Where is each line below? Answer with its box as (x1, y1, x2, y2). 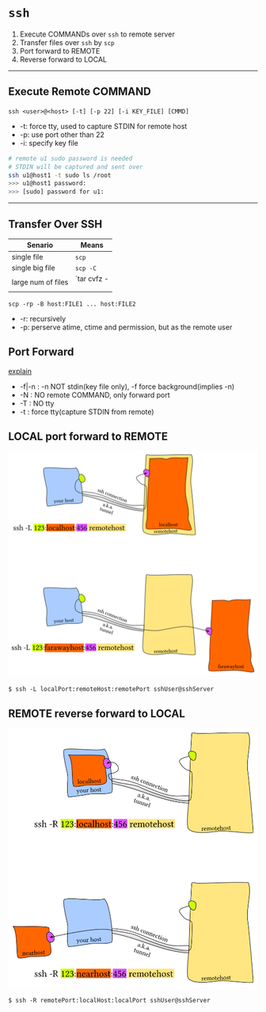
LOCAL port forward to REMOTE (8, 429, 169, 443)
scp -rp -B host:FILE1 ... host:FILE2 (8, 300, 136, 308)
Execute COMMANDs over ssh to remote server (19, 29, 176, 39)
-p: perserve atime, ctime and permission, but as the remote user (19, 322, 233, 332)
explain (8, 366, 32, 375)
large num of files (11, 277, 69, 287)
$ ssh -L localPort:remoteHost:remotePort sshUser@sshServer (8, 685, 215, 694)
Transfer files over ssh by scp (19, 37, 115, 47)
